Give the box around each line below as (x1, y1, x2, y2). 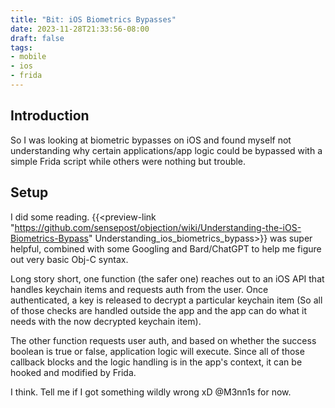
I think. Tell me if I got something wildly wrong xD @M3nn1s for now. (10, 386, 292, 398)
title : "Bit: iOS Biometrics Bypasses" (10, 14, 177, 25)
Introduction (10, 107, 90, 125)
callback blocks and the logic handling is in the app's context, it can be (10, 356, 303, 368)
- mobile (10, 52, 47, 62)
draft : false (10, 33, 65, 43)
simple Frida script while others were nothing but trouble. (10, 155, 247, 167)
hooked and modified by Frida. (10, 366, 137, 378)
